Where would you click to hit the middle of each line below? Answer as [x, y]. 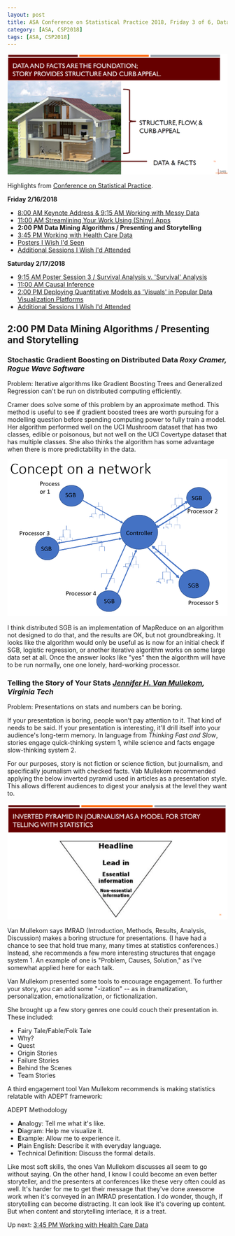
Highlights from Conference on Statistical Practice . [80, 186]
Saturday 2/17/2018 [36, 264]
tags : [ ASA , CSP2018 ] [39, 37]
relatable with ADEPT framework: [55, 1096]
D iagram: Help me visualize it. [60, 1130]
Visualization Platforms [50, 299]
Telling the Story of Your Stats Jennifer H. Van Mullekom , [106, 683]
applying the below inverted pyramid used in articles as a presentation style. [117, 779]
